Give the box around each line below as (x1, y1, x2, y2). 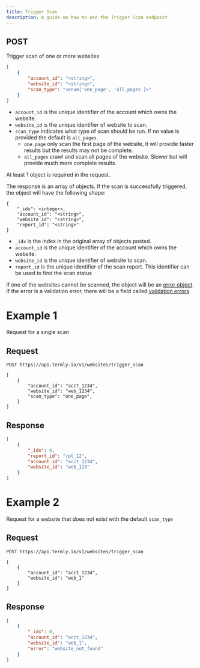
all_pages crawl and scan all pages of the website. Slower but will (23, 153, 187, 160)
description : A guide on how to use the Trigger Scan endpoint (6, 14, 168, 20)
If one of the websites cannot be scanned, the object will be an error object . (6, 281, 194, 288)
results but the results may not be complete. (23, 147, 133, 154)
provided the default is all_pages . (14, 134, 98, 141)
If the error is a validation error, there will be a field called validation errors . (6, 288, 191, 295)
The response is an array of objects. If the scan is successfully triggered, (6, 183, 187, 190)
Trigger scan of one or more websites (6, 52, 100, 60)
